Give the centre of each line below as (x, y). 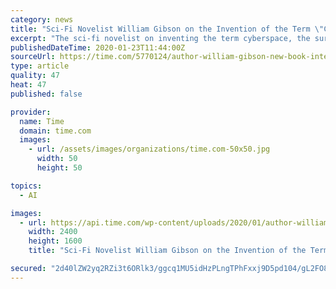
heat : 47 (28, 85)
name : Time (42, 121)
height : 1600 (55, 241)
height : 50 (59, 168)
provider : (31, 112)
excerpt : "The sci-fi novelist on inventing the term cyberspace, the (160, 38)
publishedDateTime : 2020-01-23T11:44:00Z (98, 47)
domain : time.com (55, 131)
